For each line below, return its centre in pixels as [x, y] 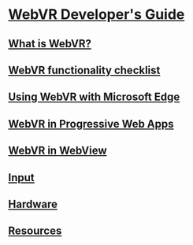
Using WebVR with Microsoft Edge [94, 97]
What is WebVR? [50, 44]
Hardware [33, 204]
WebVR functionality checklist [84, 70]
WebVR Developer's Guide [96, 15]
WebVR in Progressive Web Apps [91, 124]
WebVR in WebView [58, 151]
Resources [35, 231]
